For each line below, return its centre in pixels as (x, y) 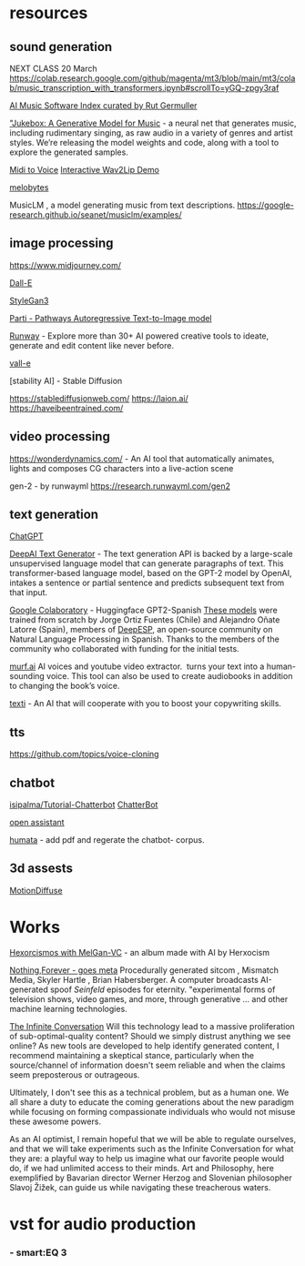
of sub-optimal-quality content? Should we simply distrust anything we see (150, 1036)
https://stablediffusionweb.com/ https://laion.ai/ (99, 398)
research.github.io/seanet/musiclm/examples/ (96, 215)
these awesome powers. (56, 1121)
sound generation (61, 47)
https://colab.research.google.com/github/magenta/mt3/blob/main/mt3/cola (152, 78)
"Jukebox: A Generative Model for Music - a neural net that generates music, (153, 123)
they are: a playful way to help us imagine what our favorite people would (147, 1158)
